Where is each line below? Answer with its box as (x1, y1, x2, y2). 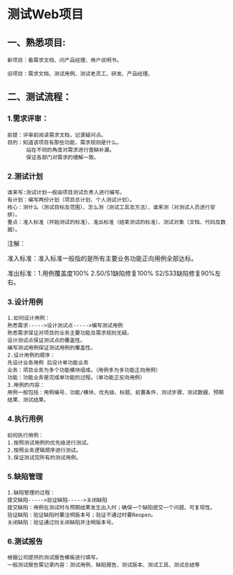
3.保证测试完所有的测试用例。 (7, 454, 82, 461)
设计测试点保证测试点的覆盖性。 (7, 337, 86, 344)
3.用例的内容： (7, 382, 45, 389)
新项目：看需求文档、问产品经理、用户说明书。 (7, 57, 122, 64)
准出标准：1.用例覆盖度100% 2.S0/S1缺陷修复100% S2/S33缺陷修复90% (7, 269, 216, 277)
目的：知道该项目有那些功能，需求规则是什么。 (7, 139, 122, 146)
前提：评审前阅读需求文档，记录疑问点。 (7, 131, 106, 139)
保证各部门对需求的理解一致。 (25, 153, 99, 161)
